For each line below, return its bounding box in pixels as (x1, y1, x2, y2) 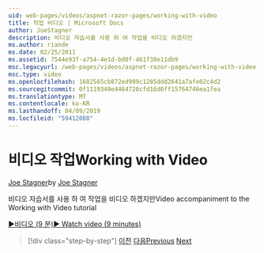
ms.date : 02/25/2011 (8, 48, 77, 56)
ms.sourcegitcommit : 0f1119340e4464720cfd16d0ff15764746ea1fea (8, 85, 221, 93)
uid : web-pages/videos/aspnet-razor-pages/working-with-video (8, 11, 217, 20)
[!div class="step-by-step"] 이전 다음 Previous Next (27, 236, 192, 245)
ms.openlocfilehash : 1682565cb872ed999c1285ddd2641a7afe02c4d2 (8, 77, 221, 85)
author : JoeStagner (8, 26, 73, 34)
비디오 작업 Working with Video (8, 151, 208, 169)
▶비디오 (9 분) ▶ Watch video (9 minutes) (8, 219, 141, 228)
